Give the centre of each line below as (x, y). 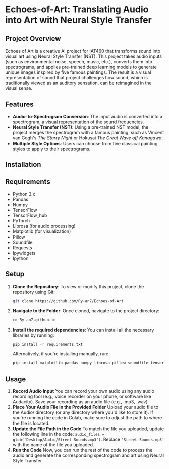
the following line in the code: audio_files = (59, 434)
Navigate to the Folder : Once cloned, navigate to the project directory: (86, 311)
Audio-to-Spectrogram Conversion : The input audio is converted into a (88, 116)
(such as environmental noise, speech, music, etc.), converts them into (79, 61)
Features (19, 104)
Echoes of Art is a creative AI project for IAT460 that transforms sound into (83, 51)
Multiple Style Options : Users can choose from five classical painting (85, 143)
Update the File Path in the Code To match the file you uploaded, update (88, 429)
